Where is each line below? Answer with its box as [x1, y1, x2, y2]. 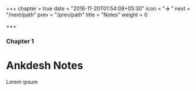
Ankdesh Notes [6, 59, 84, 72]
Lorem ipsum [6, 78, 38, 85]
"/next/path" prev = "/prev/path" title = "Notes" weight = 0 [6, 11, 148, 18]
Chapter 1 [6, 37, 34, 45]
